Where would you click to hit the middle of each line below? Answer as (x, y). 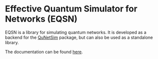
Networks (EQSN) (41, 19)
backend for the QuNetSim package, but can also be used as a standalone (79, 37)
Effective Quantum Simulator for (71, 9)
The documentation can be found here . (44, 52)
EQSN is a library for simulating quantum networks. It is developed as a (76, 32)
